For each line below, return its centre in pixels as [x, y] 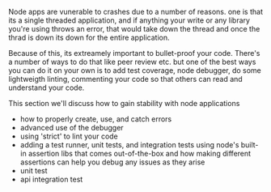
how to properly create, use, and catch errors [96, 119]
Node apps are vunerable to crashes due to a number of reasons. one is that [135, 12]
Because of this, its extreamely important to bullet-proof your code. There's [134, 53]
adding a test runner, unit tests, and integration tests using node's [129, 145]
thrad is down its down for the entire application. [89, 37]
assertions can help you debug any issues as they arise [112, 162]
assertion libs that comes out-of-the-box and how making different [140, 154]
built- [250, 145]
